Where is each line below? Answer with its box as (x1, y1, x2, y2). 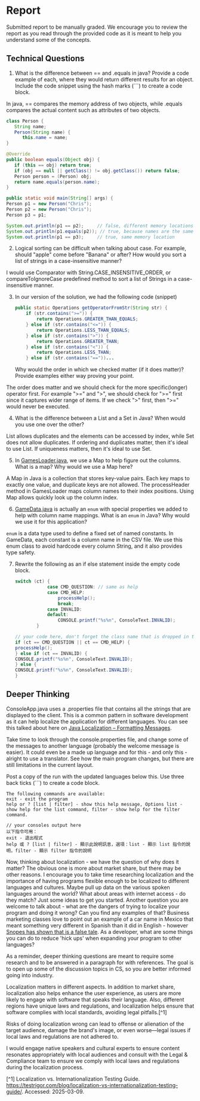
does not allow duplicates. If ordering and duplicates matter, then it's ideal (6, 439, 189, 446)
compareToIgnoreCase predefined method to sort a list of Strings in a (6, 275, 177, 283)
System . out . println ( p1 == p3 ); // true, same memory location (6, 234, 175, 240)
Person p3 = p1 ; (6, 212, 47, 218)
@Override (6, 151, 31, 157)
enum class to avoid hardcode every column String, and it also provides (6, 542, 183, 550)
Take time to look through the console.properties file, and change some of (6, 736, 189, 743)
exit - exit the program (6, 796, 68, 802)
